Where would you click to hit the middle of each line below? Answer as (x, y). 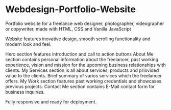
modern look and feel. (29, 44)
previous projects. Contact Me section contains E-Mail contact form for (80, 86)
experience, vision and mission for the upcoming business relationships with (86, 65)
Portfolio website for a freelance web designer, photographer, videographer (85, 23)
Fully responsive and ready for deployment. (51, 102)
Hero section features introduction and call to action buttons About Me (80, 54)
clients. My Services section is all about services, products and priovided (82, 70)
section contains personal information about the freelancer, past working (82, 59)
